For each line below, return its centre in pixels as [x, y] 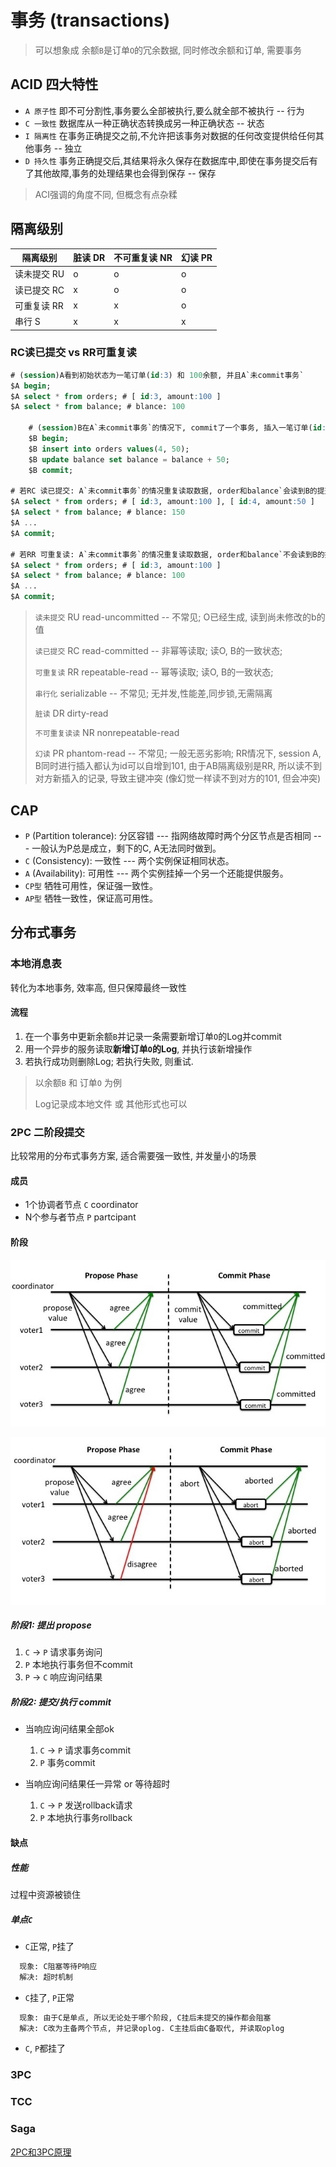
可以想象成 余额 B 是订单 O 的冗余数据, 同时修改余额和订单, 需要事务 [168, 50]
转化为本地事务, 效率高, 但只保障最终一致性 [98, 987]
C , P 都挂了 [45, 2048]
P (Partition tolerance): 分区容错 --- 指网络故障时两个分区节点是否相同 [168, 835]
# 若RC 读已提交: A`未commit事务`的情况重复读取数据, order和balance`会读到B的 [164, 491]
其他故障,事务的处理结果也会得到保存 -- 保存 [125, 173]
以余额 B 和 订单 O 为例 [78, 1082]
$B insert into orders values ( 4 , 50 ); [109, 449]
